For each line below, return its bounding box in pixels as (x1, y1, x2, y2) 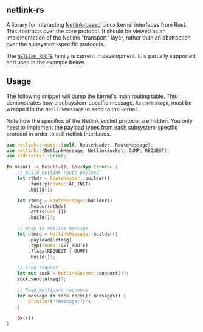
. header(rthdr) (28, 203, 67, 209)
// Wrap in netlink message (17, 226, 88, 232)
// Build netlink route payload (17, 170, 99, 176)
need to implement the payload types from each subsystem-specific (6, 123, 178, 131)
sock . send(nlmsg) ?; (17, 276, 67, 282)
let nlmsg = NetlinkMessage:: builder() (17, 231, 119, 237)
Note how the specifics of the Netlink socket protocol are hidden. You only (6, 117, 193, 124)
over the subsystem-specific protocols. (6, 40, 105, 47)
